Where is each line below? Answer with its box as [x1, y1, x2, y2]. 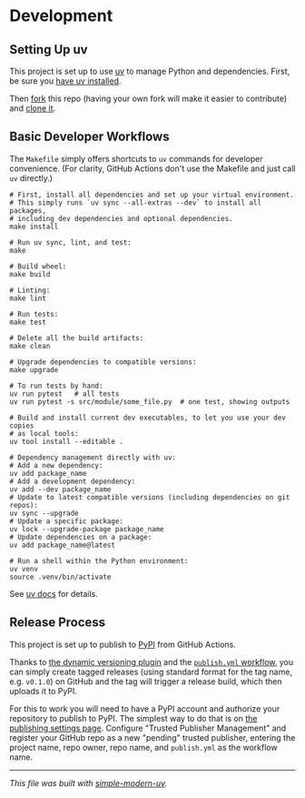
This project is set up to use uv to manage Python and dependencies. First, [9, 66, 290, 76]
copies [9, 420, 34, 430]
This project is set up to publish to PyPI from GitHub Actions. [9, 639, 236, 650]
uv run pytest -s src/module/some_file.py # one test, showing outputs [9, 397, 290, 406]
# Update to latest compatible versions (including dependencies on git [9, 492, 290, 501]
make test [9, 318, 47, 327]
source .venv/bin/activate [9, 572, 112, 581]
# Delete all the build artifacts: [9, 333, 144, 342]
